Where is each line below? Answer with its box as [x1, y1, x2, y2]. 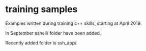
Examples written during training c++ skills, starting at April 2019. [5, 20, 142, 26]
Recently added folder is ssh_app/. [5, 39, 78, 46]
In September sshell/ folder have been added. [5, 30, 101, 36]
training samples [5, 4, 78, 15]
